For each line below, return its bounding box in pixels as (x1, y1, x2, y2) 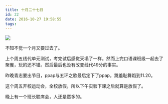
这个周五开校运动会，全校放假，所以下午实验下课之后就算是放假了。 (5, 83, 146, 89)
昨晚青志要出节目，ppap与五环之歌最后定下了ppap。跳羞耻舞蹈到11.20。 (5, 72, 155, 78)
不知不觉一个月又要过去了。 (5, 45, 63, 51)
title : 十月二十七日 (5, 7, 44, 12)
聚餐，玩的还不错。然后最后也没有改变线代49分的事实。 (5, 62, 121, 68)
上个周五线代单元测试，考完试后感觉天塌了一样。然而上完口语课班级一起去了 (5, 55, 163, 61)
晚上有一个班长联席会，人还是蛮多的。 (5, 93, 84, 100)
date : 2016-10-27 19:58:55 (5, 16, 62, 21)
